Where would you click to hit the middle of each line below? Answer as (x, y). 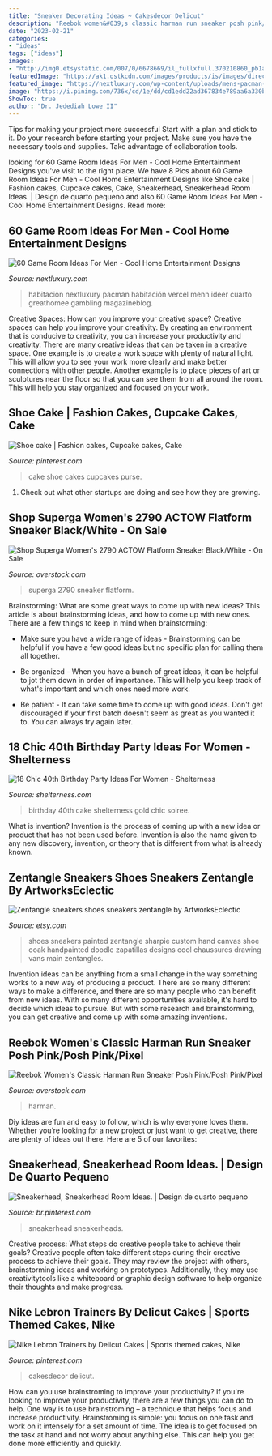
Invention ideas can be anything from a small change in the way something (133, 974)
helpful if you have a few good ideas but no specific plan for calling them (142, 647)
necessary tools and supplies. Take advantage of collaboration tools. (123, 147)
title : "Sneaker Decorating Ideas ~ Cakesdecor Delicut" (106, 16)
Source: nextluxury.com (48, 278)
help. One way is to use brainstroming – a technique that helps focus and (130, 1409)
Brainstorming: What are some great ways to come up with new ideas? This (134, 605)
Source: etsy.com (38, 925)
